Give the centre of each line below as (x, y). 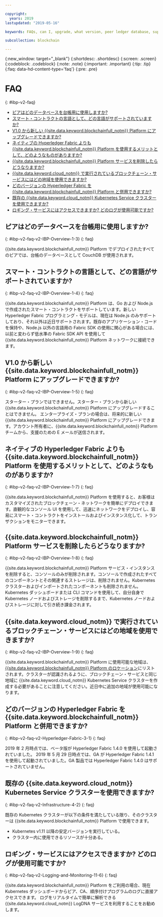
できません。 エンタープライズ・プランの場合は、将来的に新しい (78, 414)
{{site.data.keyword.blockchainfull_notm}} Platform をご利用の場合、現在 (78, 885)
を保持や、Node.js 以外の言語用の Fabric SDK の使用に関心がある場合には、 (81, 327)
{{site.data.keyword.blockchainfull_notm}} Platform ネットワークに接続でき (80, 340)
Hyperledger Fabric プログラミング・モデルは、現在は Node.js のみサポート (81, 315)
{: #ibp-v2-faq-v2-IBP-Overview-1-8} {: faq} (49, 558)
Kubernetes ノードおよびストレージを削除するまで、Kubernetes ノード (76, 599)
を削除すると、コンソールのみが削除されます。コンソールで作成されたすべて (81, 574)
